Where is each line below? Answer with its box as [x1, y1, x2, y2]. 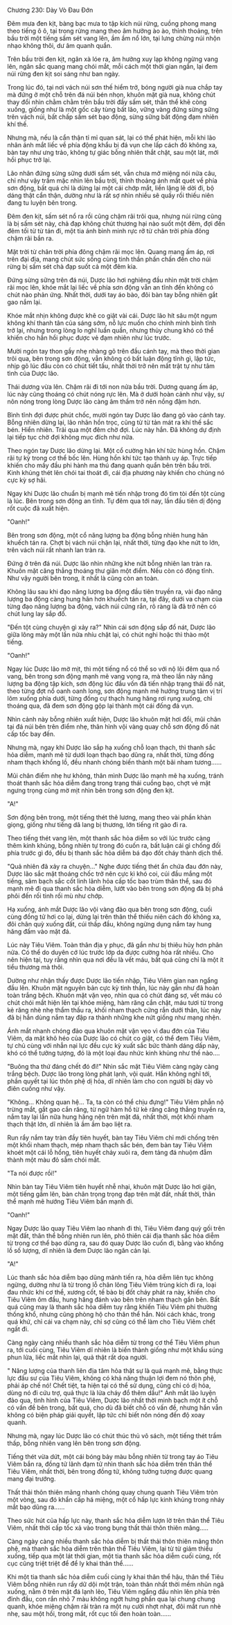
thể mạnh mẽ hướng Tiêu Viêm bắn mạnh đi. [7, 1197, 134, 1206]
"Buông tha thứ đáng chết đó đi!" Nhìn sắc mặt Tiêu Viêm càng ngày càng [7, 1062, 219, 1070]
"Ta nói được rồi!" [7, 1169, 57, 1177]
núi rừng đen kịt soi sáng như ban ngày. [7, 69, 121, 78]
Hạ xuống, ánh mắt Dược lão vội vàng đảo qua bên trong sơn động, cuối [7, 906, 213, 913]
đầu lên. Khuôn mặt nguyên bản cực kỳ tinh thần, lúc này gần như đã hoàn [7, 984, 220, 992]
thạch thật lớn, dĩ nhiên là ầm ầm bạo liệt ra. [7, 1120, 133, 1128]
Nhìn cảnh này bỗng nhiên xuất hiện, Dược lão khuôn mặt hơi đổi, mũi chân [7, 715, 222, 723]
